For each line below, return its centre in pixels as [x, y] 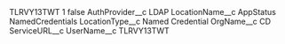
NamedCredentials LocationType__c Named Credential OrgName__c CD [140, 21]
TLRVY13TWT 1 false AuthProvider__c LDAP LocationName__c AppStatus [143, 12]
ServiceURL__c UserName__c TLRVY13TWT [90, 31]
